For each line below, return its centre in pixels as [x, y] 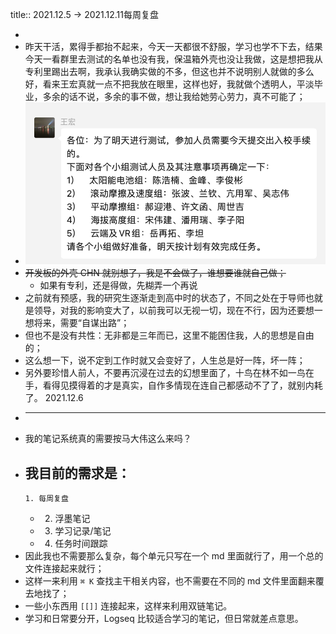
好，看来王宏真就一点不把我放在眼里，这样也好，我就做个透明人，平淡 [169, 84]
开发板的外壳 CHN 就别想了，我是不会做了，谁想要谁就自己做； [155, 273]
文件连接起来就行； [64, 569]
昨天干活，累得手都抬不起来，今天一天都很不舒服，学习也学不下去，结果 [173, 46]
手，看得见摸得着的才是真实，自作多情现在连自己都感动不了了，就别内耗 [173, 385]
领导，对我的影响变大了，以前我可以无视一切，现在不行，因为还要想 [174, 310]
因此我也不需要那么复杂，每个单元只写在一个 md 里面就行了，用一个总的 [174, 556]
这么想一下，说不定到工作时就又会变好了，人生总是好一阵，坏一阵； [165, 360]
